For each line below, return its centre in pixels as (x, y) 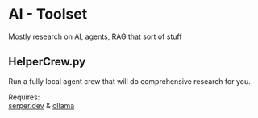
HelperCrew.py (47, 62)
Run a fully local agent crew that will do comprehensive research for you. (130, 81)
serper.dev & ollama (42, 105)
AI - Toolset (48, 14)
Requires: (24, 97)
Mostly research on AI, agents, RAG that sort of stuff (96, 36)
